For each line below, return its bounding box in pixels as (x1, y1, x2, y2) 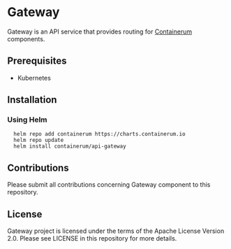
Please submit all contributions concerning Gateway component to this (7, 180, 211, 189)
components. (7, 34, 45, 43)
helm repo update (13, 137, 64, 144)
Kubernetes (17, 73, 51, 82)
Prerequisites (7, 55, 67, 67)
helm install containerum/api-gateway (13, 143, 127, 150)
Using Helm (7, 115, 47, 124)
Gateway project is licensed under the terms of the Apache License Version (7, 227, 225, 235)
